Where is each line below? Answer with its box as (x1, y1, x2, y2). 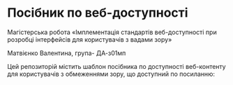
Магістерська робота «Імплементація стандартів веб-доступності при (7, 28, 218, 36)
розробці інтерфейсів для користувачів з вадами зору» (7, 35, 172, 43)
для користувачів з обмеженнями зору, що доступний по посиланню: (7, 70, 215, 78)
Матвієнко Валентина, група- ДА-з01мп (7, 49, 126, 57)
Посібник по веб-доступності (7, 5, 188, 21)
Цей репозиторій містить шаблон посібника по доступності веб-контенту (7, 62, 226, 70)
